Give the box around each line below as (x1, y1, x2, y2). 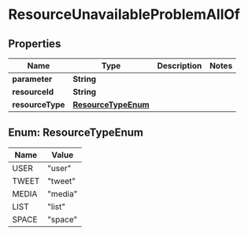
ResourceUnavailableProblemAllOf (8, 6, 241, 24)
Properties (8, 37, 61, 50)
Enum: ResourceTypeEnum (8, 126, 144, 140)
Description (157, 61, 202, 71)
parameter (12, 73, 53, 84)
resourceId (12, 87, 54, 97)
